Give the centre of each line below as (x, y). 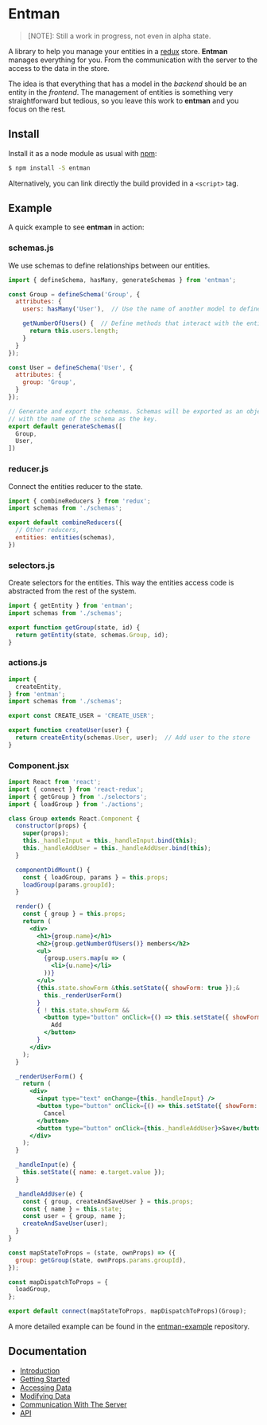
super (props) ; (46, 833)
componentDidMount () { (53, 870)
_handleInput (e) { (46, 1165)
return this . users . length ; (74, 331)
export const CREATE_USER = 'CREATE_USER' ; (81, 716)
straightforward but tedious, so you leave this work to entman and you (124, 100)
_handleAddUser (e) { (49, 1194)
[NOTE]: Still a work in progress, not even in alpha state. (119, 36)
